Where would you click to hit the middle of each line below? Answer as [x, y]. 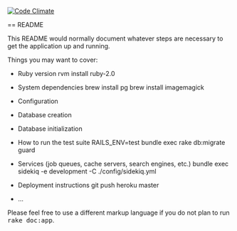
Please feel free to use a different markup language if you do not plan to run [118, 213]
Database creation [45, 115]
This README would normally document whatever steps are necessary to [115, 38]
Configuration [38, 101]
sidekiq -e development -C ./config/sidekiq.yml [87, 171]
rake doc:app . [31, 220]
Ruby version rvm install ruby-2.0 [66, 74]
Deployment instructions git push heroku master [88, 185]
